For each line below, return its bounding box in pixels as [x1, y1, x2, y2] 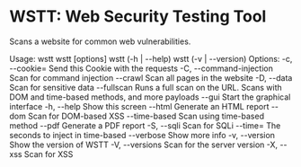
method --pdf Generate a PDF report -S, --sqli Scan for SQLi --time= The [9, 119, 281, 131]
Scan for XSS [23, 148, 74, 159]
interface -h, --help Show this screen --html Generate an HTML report [9, 101, 270, 111]
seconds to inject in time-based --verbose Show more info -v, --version [9, 129, 276, 140]
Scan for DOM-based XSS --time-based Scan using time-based [28, 110, 265, 121]
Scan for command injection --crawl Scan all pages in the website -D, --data [9, 72, 293, 83]
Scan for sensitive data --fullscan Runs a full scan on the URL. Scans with [9, 82, 283, 92]
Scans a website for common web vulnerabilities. [9, 36, 191, 47]
